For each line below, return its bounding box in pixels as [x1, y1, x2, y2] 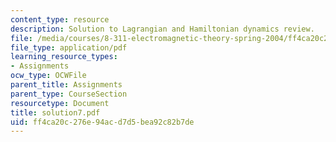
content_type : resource [10, 14, 110, 25]
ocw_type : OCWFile [10, 71, 87, 81]
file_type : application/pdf [10, 42, 128, 53]
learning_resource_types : [10, 52, 118, 62]
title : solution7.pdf [10, 107, 101, 118]
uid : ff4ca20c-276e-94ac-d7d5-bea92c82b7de [10, 117, 195, 127]
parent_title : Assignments [10, 80, 123, 90]
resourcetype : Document [10, 98, 110, 108]
